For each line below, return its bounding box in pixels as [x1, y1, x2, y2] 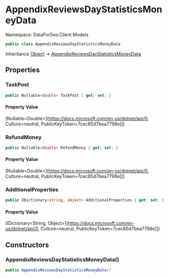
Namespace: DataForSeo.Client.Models [5, 31, 89, 38]
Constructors [5, 240, 49, 249]
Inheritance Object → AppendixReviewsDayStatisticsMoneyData [5, 50, 141, 57]
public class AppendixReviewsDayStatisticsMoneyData [5, 41, 121, 47]
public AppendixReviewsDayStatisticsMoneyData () [5, 268, 111, 273]
